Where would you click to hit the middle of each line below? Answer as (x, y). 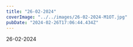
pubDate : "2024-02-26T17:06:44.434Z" (52, 22)
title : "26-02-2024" (31, 11)
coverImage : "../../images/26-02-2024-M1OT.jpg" (67, 17)
